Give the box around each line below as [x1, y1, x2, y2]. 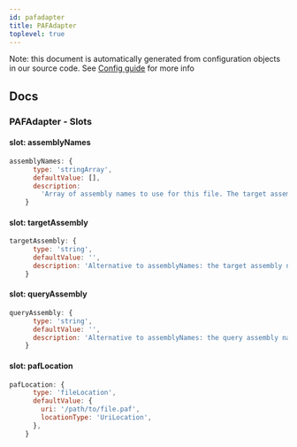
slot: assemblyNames [9, 137, 91, 148]
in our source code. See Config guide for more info [9, 63, 194, 73]
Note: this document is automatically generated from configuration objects [9, 54, 281, 65]
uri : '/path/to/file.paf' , [41, 405, 141, 414]
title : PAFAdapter [9, 21, 77, 30]
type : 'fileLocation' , [32, 389, 117, 397]
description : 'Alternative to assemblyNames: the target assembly [32, 261, 283, 270]
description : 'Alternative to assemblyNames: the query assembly [32, 333, 278, 342]
